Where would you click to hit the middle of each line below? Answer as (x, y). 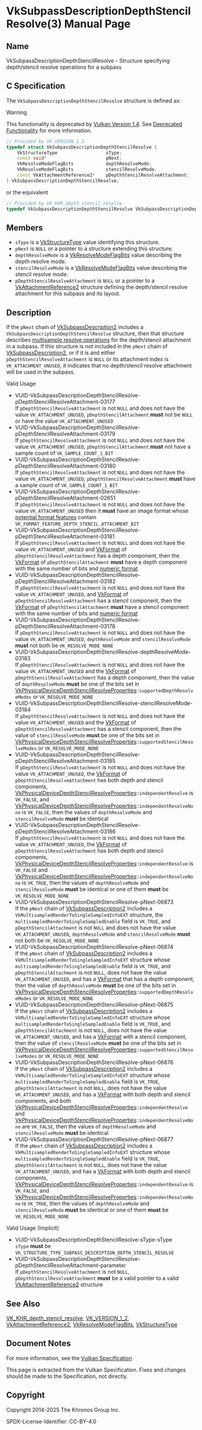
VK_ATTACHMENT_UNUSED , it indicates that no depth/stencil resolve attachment (99, 366)
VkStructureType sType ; (69, 153)
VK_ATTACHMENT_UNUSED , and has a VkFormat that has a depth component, (105, 979)
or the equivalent (27, 192)
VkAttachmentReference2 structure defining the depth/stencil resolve (101, 287)
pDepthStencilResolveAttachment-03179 (65, 434)
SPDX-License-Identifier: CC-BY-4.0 (51, 1421)
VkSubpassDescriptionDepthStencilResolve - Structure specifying (88, 61)
